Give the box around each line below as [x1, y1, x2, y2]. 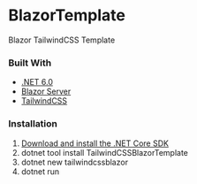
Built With [8, 57, 52, 69]
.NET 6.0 [20, 77, 54, 88]
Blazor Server [20, 86, 72, 97]
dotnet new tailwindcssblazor [20, 157, 129, 167]
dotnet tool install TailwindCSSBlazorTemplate [20, 147, 189, 157]
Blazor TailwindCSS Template [8, 34, 116, 45]
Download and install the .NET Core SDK [20, 138, 170, 149]
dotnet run [20, 165, 60, 177]
